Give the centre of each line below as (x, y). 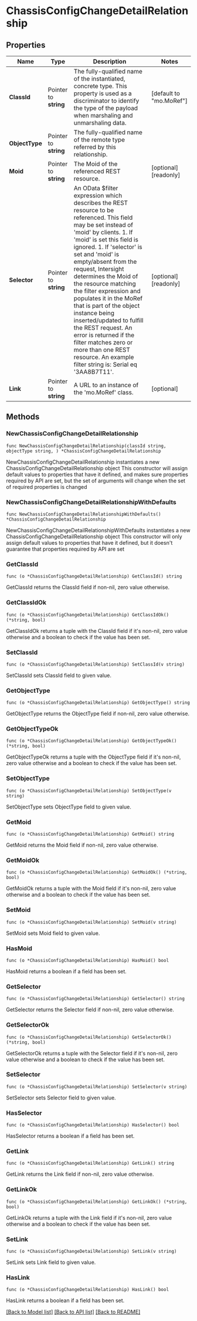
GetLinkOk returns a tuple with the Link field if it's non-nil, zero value (89, 1218)
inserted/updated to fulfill (108, 320)
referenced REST (97, 171)
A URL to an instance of (106, 385)
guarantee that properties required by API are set (65, 549)
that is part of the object (107, 306)
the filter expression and (107, 291)
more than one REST (102, 350)
